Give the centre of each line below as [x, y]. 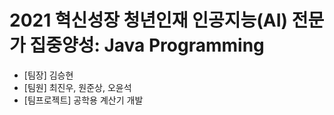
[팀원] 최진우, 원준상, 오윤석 [77, 87]
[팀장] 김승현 [48, 75]
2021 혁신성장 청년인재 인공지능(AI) [149, 20]
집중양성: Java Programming [147, 45]
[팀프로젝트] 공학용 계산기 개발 [83, 100]
